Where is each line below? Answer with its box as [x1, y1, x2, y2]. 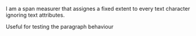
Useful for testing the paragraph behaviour [6, 23, 114, 30]
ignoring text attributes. [6, 11, 65, 19]
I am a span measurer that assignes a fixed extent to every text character [6, 5, 190, 12]
